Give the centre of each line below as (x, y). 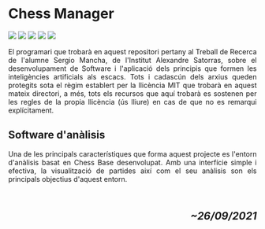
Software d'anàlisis (57, 135)
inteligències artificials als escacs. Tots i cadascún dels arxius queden (132, 76)
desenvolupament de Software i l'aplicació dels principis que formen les (132, 68)
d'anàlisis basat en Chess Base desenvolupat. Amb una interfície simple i (132, 162)
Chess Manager (61, 14)
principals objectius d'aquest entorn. (68, 179)
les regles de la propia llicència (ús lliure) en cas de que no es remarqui (132, 102)
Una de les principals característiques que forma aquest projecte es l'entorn (132, 153)
